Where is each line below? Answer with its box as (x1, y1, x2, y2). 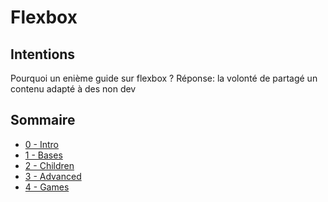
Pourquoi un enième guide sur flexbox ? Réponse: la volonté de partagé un (10, 72, 318, 84)
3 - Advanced (24, 170, 82, 182)
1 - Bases (24, 149, 63, 161)
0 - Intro (24, 138, 59, 150)
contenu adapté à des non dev (10, 83, 137, 95)
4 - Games (24, 181, 70, 193)
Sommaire (10, 112, 76, 129)
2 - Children (24, 159, 75, 171)
